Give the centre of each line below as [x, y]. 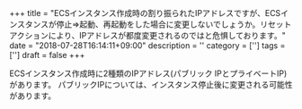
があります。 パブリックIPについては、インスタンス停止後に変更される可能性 [151, 84]
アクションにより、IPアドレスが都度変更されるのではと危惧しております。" [147, 35]
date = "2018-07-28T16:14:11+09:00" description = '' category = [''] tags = [147, 46]
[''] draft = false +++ [47, 55]
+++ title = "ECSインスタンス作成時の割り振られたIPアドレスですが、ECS [145, 13]
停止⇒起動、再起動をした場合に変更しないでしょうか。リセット [174, 24]
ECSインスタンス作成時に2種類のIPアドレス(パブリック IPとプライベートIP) [148, 73]
